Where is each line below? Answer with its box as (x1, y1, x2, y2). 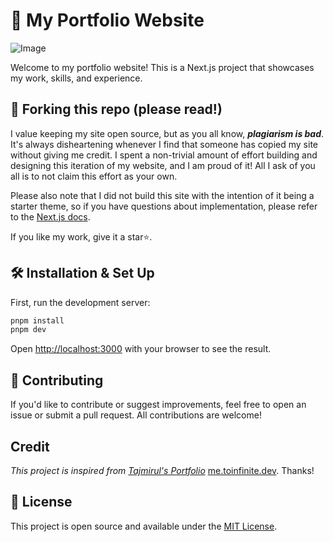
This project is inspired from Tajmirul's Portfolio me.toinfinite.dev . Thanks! (10, 464, 315, 476)
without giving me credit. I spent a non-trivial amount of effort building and (10, 149, 318, 161)
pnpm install (10, 315, 65, 326)
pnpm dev (10, 325, 47, 335)
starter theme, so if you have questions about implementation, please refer (10, 200, 318, 212)
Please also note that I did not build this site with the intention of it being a (10, 189, 315, 201)
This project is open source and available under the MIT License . (10, 520, 278, 532)
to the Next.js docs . (10, 210, 91, 223)
